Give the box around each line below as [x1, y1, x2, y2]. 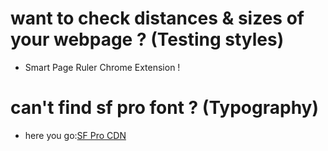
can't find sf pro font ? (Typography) [10, 97, 320, 119]
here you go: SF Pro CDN [24, 129, 127, 141]
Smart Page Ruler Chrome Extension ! [24, 61, 181, 73]
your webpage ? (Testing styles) [10, 28, 285, 51]
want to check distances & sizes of [10, 7, 305, 30]
